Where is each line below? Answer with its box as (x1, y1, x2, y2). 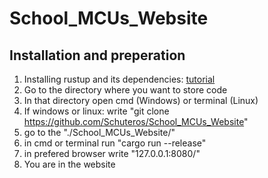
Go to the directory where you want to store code (23, 84, 228, 96)
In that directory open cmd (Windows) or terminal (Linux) (23, 95, 259, 106)
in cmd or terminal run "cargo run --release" (23, 137, 207, 149)
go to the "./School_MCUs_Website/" (23, 127, 176, 138)
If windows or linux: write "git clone (23, 105, 170, 117)
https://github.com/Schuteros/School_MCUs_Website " (23, 116, 249, 127)
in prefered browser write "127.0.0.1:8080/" (23, 148, 201, 159)
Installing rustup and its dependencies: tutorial (23, 73, 216, 85)
